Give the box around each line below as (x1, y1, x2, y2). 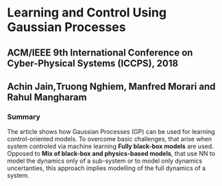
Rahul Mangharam (7, 91, 87, 103)
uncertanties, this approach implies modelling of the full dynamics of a (7, 164, 206, 172)
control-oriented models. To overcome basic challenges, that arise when (7, 135, 212, 143)
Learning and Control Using (7, 5, 166, 21)
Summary (7, 112, 41, 121)
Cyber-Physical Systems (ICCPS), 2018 (7, 57, 179, 69)
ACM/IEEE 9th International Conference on (7, 47, 193, 58)
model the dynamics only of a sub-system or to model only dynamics (7, 156, 203, 165)
